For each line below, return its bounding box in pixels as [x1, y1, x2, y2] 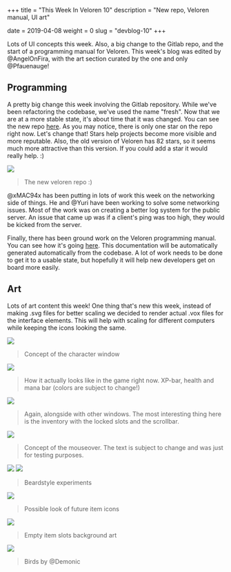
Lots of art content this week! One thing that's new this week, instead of [7, 302, 212, 310]
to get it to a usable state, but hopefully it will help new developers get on [7, 255, 216, 264]
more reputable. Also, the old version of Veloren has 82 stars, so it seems [7, 137, 216, 145]
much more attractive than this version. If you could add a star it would [7, 144, 208, 152]
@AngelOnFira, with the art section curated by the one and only [7, 55, 188, 63]
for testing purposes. [23, 451, 84, 459]
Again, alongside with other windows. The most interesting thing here [23, 410, 222, 418]
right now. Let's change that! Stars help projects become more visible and [7, 129, 217, 137]
